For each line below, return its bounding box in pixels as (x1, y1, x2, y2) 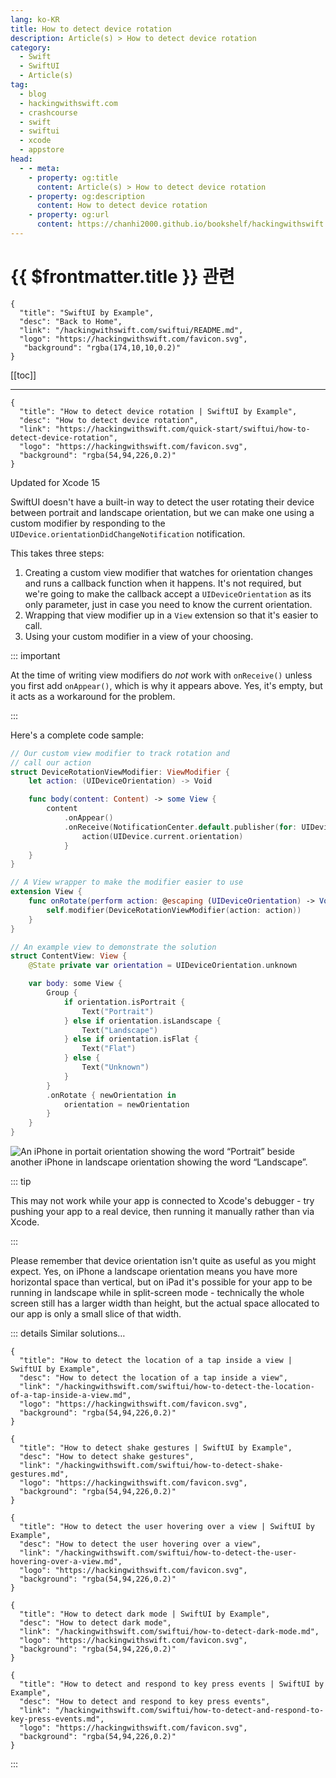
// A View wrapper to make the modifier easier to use (10, 877, 244, 888)
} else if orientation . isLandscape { (63, 1016, 222, 1026)
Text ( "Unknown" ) (81, 1062, 150, 1073)
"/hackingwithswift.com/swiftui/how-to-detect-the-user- (54, 1548, 298, 1558)
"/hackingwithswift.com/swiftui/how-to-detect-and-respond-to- (54, 1706, 325, 1716)
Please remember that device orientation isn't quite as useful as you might (10, 1255, 317, 1267)
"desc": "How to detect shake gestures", (19, 1452, 195, 1462)
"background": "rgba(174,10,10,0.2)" (23, 342, 182, 353)
